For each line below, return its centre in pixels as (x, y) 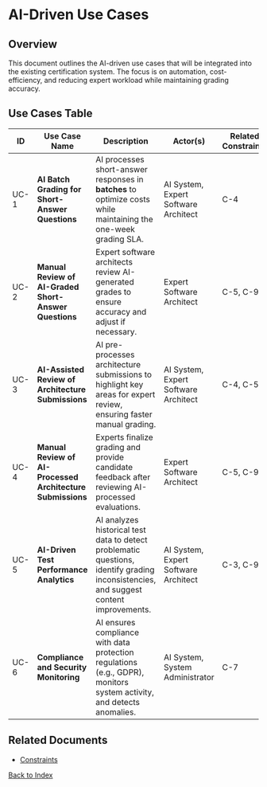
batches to (116, 189)
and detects (118, 702)
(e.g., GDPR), (120, 672)
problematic (118, 550)
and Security (62, 667)
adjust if (110, 322)
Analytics (56, 579)
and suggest (118, 589)
